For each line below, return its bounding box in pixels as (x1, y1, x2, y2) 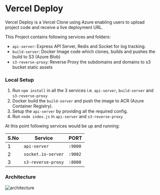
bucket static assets (12, 64, 53, 70)
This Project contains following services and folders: (5, 34, 111, 40)
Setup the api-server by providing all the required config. (12, 108, 128, 114)
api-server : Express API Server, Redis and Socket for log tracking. (12, 43, 146, 49)
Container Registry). (12, 103, 53, 109)
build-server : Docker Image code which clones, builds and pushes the (12, 49, 156, 54)
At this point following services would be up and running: (5, 123, 120, 129)
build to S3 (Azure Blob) (12, 53, 61, 59)
